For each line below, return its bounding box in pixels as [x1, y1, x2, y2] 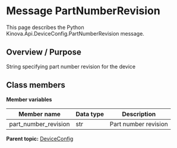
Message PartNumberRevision [6, 4, 160, 18]
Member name [18, 110, 61, 118]
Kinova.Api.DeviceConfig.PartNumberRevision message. [6, 30, 144, 37]
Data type [75, 110, 105, 118]
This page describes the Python [6, 24, 84, 31]
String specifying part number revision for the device [6, 63, 136, 70]
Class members [6, 80, 65, 90]
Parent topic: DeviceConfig [6, 135, 74, 142]
